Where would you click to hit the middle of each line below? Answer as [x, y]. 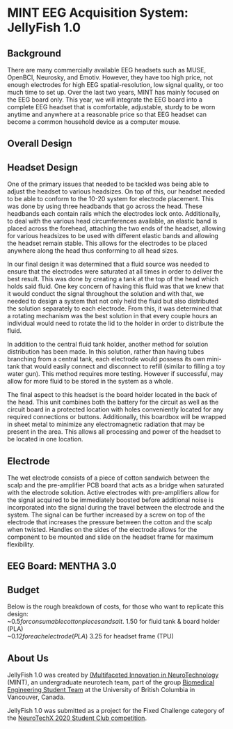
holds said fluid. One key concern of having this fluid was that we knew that [116, 286]
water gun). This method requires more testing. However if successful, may [115, 374]
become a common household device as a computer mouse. [94, 122]
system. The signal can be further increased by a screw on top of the [106, 515]
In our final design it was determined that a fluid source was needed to [109, 264]
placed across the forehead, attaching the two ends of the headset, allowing [116, 228]
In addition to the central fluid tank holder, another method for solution [108, 344]
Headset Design [43, 167]
